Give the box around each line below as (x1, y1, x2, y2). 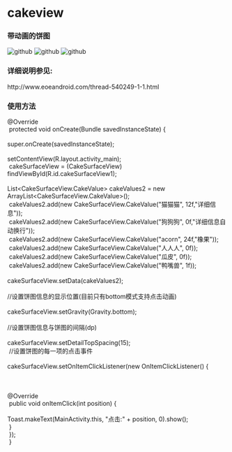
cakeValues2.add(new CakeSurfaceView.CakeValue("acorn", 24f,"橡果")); (8, 235, 219, 244)
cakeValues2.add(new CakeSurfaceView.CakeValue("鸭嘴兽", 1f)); (8, 261, 197, 270)
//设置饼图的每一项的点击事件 (8, 347, 93, 356)
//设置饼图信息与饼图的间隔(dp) (7, 323, 98, 332)
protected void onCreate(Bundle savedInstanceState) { (8, 125, 166, 133)
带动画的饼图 (7, 31, 51, 41)
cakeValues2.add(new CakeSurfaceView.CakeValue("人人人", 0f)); (8, 244, 199, 252)
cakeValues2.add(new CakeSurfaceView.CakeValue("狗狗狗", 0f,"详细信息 (8, 218, 220, 226)
